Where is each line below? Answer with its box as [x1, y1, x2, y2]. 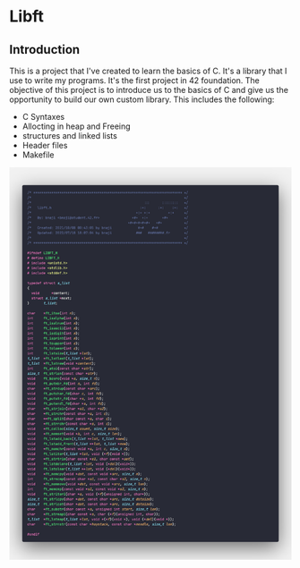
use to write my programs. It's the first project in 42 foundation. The [9, 75, 260, 86]
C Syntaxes [21, 112, 65, 122]
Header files [21, 140, 68, 150]
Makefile [21, 149, 55, 160]
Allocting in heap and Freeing [21, 121, 132, 131]
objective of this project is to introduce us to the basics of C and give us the [9, 85, 289, 95]
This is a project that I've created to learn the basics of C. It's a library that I [9, 65, 287, 76]
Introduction [9, 42, 81, 57]
